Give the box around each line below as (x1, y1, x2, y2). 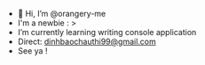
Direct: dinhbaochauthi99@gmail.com (17, 36, 157, 47)
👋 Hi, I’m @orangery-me (17, 9, 106, 18)
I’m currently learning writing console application (17, 27, 197, 37)
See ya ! (17, 46, 48, 56)
